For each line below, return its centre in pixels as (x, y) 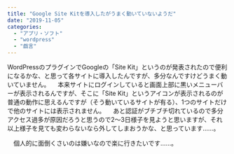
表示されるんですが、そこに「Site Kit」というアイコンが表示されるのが (121, 93)
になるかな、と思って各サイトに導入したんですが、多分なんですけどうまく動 (117, 76)
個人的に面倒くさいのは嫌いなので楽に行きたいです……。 (95, 143)
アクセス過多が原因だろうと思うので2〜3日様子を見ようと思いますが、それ (115, 119)
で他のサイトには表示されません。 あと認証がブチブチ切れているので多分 (116, 111)
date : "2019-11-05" (36, 20)
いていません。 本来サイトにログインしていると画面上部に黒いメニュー (112, 84)
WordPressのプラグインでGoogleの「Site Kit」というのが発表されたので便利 (117, 67)
